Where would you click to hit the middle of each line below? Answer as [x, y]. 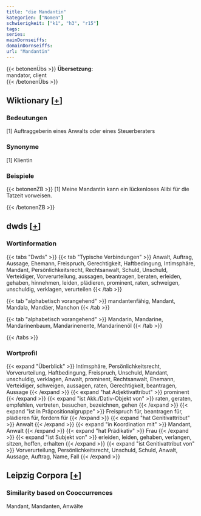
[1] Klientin [19, 160]
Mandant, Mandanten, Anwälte [45, 506]
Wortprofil [22, 353]
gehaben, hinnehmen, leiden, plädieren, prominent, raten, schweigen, [93, 282]
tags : [13, 29]
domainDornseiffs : [29, 46]
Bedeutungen [27, 118]
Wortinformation [31, 243]
